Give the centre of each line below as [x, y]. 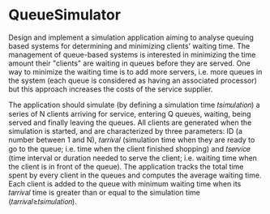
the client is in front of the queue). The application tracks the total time [126, 166]
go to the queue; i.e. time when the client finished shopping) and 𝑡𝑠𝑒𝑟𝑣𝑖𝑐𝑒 [130, 148]
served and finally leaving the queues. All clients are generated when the [130, 122]
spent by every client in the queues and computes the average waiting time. [135, 175]
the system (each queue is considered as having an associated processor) [133, 80]
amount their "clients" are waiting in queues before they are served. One [129, 63]
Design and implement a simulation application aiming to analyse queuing [131, 37]
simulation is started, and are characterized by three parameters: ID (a [126, 131]
